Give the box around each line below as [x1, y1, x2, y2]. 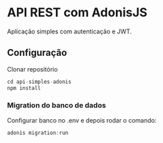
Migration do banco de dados [7, 101, 106, 110]
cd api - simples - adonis [7, 78, 72, 85]
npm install [7, 84, 41, 91]
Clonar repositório [7, 65, 58, 73]
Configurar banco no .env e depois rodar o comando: [7, 116, 157, 124]
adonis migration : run [7, 129, 69, 136]
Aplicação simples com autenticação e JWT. [7, 27, 132, 35]
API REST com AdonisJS [7, 5, 148, 20]
